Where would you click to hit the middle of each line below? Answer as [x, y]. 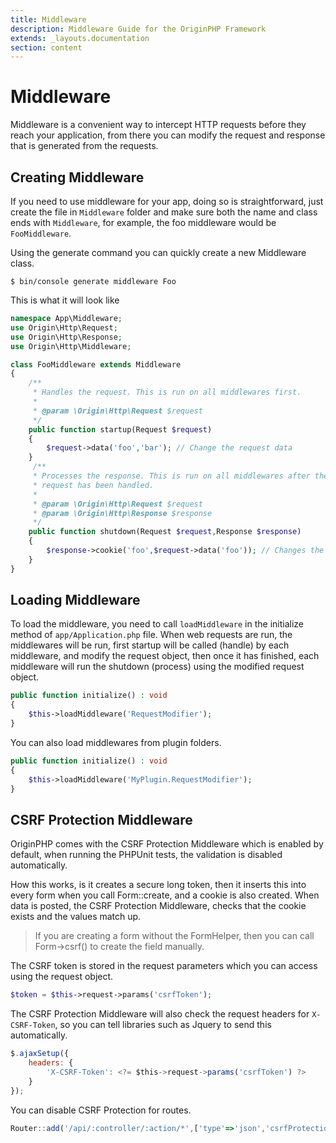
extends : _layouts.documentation [80, 38]
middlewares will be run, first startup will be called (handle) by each [150, 645]
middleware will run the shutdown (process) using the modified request [157, 667]
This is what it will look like [65, 300]
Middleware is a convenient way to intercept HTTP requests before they [158, 125]
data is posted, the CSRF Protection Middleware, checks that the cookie [158, 906]
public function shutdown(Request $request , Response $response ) [165, 532]
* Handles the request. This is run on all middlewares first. [167, 392]
